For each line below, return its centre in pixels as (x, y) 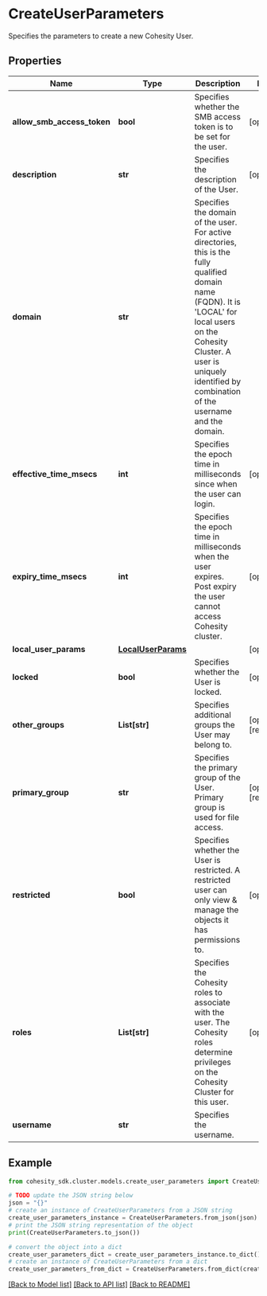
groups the (215, 724)
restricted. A (217, 870)
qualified (211, 271)
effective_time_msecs (55, 474)
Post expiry (215, 586)
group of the (217, 777)
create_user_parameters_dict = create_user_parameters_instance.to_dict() (135, 1255)
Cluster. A (213, 351)
